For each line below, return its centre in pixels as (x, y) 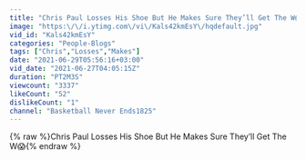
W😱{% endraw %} (46, 146)
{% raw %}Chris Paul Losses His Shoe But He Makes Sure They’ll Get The (148, 136)
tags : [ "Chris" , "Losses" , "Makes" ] (75, 52)
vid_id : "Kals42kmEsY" (52, 35)
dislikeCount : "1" (44, 102)
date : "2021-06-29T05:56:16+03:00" (77, 60)
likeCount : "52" (40, 94)
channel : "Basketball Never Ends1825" (83, 111)
